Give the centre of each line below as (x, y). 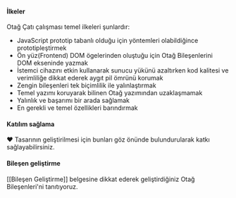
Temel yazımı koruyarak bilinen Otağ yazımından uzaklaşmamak (110, 93)
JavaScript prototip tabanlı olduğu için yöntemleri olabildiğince (107, 41)
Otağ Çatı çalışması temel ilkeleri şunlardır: (68, 27)
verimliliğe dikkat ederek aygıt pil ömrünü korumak (90, 78)
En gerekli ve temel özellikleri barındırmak (77, 108)
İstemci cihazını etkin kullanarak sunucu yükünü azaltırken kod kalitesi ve (123, 70)
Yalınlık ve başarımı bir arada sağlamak (73, 101)
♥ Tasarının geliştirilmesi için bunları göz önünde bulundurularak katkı (108, 140)
